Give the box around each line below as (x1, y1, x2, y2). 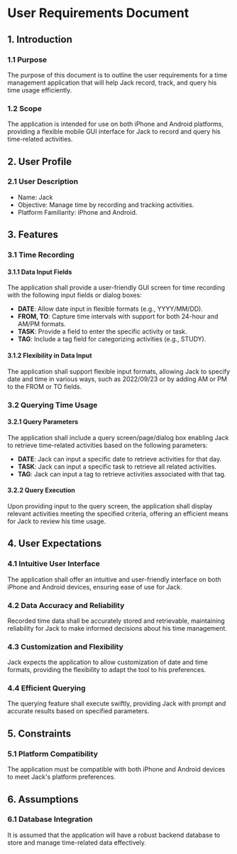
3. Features (7, 229, 59, 241)
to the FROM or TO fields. (7, 382, 82, 390)
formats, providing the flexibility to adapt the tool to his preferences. (7, 666, 206, 674)
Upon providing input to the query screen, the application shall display (7, 501, 213, 510)
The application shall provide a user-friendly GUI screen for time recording (7, 283, 226, 292)
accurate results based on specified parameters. (7, 707, 150, 715)
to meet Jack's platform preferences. (7, 773, 116, 781)
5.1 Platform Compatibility (7, 749, 98, 759)
